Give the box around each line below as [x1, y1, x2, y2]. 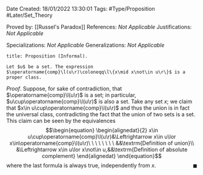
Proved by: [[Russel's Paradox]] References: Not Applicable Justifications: [6, 24, 192, 30]
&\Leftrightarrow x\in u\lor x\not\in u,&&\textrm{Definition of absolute [16, 146, 188, 153]
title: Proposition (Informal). [6, 53, 88, 59]
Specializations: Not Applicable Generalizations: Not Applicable [6, 42, 165, 48]
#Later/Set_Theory [6, 12, 53, 19]
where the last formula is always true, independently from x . [6, 162, 156, 169]
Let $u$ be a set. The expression [6, 64, 94, 70]
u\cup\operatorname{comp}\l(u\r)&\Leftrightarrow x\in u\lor [27, 133, 176, 140]
